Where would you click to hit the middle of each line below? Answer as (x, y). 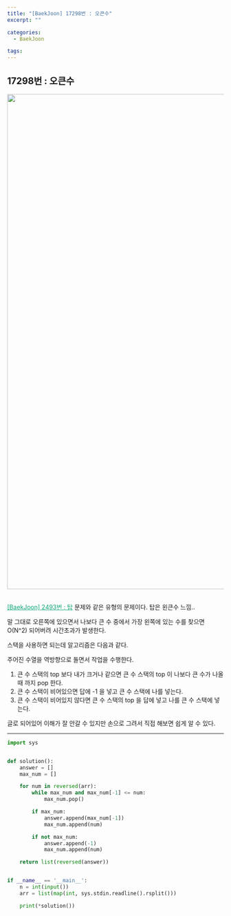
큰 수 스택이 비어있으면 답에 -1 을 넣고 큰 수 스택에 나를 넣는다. (100, 691)
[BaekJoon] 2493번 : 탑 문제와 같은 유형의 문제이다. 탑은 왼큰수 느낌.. (101, 607)
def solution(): (30, 761)
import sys (23, 742)
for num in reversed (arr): (58, 787)
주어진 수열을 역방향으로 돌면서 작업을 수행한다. (70, 659)
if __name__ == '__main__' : (47, 881)
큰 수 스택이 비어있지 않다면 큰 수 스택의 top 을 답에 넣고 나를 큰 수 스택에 (115, 700)
